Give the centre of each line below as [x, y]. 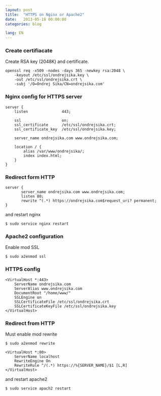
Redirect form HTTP [30, 177]
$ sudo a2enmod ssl [26, 257]
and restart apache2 [26, 379]
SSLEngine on [28, 297]
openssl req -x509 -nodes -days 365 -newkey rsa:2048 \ [65, 71]
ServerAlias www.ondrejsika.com [48, 288]
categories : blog [23, 24]
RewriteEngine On [33, 361]
